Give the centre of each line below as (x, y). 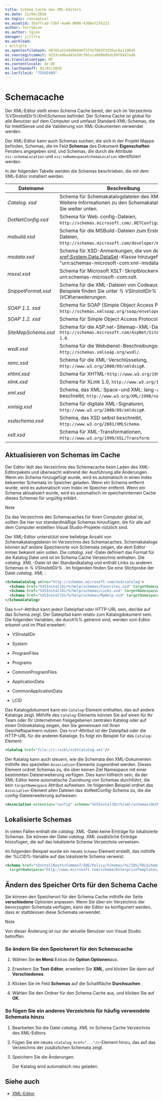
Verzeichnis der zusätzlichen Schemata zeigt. (57, 1047)
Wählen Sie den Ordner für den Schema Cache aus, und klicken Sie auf (83, 993)
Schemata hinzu (25, 1017)
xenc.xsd (18, 363)
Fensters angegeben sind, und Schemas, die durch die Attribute (69, 151)
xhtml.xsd (19, 374)
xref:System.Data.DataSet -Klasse (98, 256)
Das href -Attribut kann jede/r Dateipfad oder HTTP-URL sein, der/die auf (78, 609)
